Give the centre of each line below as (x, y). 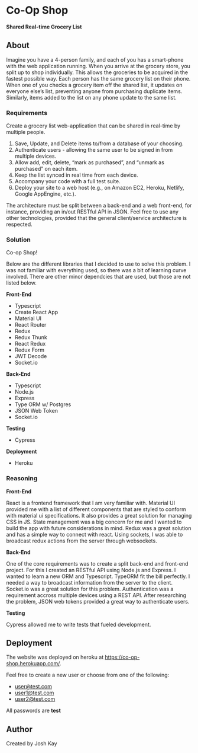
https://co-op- (122, 657)
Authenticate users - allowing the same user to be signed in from (94, 150)
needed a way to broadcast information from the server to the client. (90, 582)
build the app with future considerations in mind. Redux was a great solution (99, 528)
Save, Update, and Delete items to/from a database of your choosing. (99, 143)
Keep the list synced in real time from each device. (76, 175)
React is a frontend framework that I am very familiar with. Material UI (91, 503)
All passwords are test (33, 711)
